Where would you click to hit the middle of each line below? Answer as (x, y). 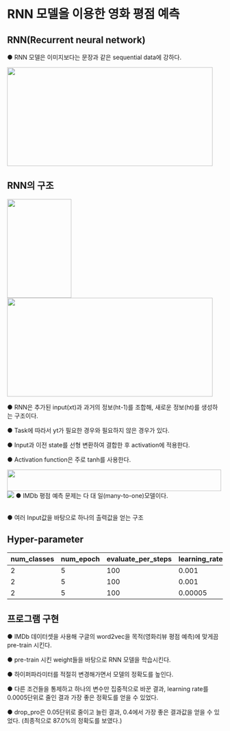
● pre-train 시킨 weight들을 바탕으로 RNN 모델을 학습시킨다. (89, 660)
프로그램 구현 (33, 619)
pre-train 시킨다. (30, 645)
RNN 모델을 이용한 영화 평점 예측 (93, 14)
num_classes (33, 559)
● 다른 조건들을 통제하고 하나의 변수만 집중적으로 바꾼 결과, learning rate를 (108, 689)
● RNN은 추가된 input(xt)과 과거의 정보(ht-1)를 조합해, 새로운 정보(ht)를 (103, 407)
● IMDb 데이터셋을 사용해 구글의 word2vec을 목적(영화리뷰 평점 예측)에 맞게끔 (113, 637)
